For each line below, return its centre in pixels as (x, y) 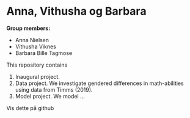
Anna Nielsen (32, 40)
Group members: (28, 28)
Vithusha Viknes (36, 46)
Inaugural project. (37, 76)
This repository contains (37, 65)
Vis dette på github (30, 108)
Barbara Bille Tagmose (44, 53)
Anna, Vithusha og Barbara (76, 11)
